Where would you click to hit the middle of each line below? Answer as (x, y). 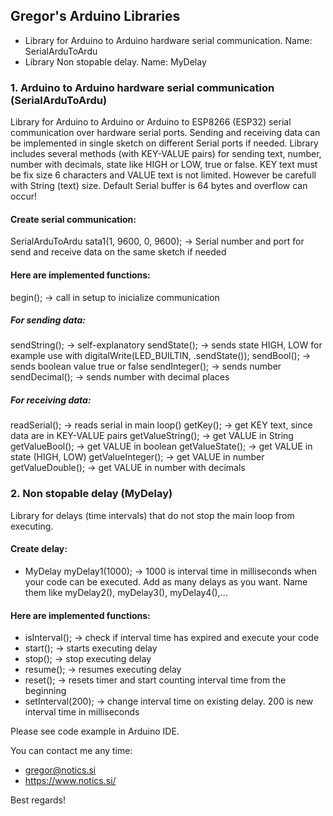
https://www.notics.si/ (70, 781)
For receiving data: (51, 400)
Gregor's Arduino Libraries (95, 16)
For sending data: (48, 320)
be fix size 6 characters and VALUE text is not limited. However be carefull (163, 175)
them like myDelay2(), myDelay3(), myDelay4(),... (126, 592)
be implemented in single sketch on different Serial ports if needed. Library (164, 143)
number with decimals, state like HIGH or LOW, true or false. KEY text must (164, 165)
